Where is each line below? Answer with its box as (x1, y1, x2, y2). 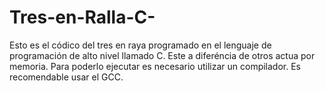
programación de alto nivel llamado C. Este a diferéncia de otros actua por (9, 49, 316, 61)
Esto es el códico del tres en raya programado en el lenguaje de (9, 39, 272, 51)
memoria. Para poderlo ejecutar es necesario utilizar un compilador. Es (9, 60, 301, 72)
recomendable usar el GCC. (9, 71, 124, 83)
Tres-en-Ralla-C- (9, 6, 156, 29)
